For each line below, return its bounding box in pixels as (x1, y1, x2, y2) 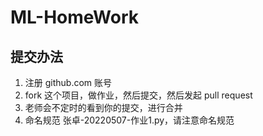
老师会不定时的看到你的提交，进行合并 (24, 102, 183, 113)
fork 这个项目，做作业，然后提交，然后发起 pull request (24, 89, 253, 101)
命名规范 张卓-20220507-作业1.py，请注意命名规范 (24, 114, 235, 126)
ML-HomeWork (10, 6, 139, 29)
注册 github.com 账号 (24, 77, 113, 88)
